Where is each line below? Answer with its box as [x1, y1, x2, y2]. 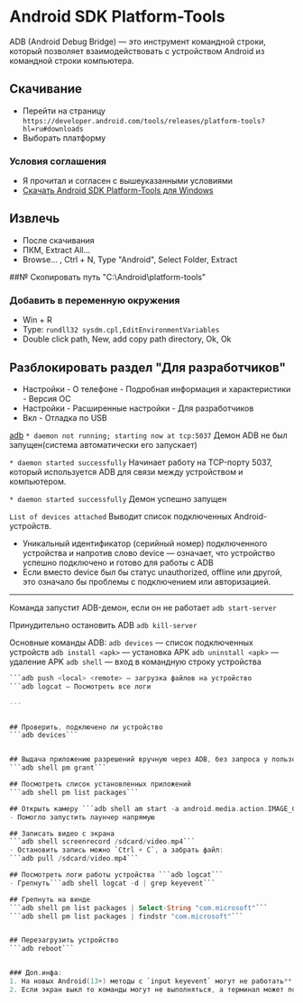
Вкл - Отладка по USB [22, 412, 107, 423]
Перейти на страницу [22, 105, 106, 116]
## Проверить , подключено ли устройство [9, 723, 164, 732]
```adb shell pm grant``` [9, 763, 106, 772]
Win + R [22, 315, 52, 325]
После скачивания [22, 234, 95, 245]
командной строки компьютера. [9, 55, 134, 66]
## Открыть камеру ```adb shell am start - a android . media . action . [9, 804, 269, 813]
